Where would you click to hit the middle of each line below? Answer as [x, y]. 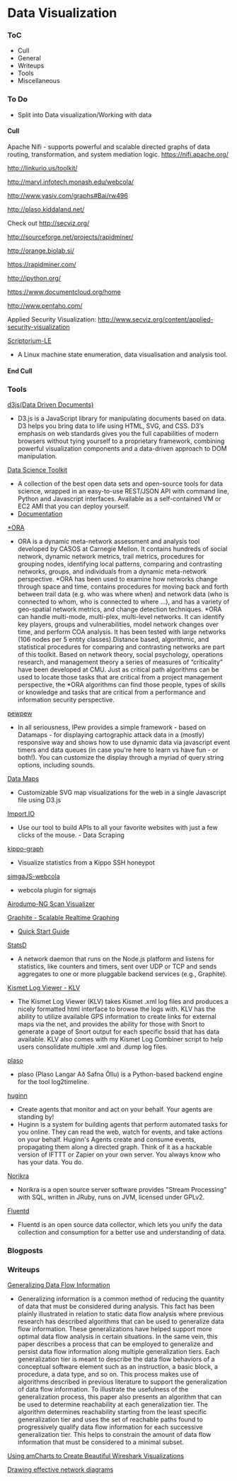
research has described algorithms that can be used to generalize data [121, 1321]
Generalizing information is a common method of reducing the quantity [121, 1299]
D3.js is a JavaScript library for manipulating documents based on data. [122, 418]
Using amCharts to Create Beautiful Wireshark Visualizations [96, 1456]
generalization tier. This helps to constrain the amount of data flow [114, 1435]
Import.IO [21, 814]
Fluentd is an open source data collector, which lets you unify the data [120, 1224]
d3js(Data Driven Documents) [51, 404]
